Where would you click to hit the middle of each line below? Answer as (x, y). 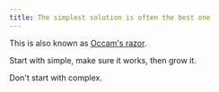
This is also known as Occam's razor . (78, 43)
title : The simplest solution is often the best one (110, 17)
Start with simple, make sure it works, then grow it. (103, 60)
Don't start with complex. (56, 78)
